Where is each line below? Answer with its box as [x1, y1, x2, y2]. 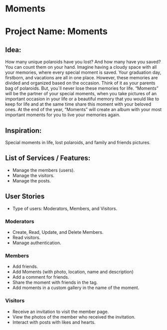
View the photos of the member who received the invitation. [12, 314, 136, 320]
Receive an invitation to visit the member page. [12, 309, 109, 315]
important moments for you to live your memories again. [5, 112, 121, 118]
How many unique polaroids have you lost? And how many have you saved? [5, 59, 161, 65]
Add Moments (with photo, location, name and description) [12, 269, 134, 275]
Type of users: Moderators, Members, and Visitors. [12, 205, 118, 211]
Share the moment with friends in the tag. [12, 280, 98, 286]
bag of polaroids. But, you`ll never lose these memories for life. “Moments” [5, 85, 159, 91]
